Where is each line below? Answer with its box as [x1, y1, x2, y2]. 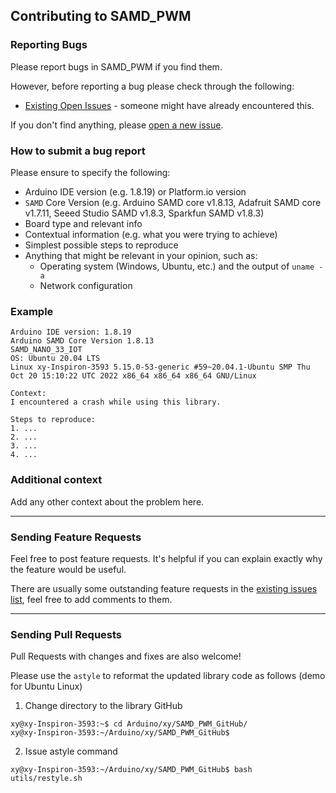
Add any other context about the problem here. [10, 495, 205, 508]
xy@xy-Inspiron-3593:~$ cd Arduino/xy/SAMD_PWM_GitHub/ [10, 719, 248, 729]
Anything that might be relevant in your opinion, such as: [24, 249, 258, 261]
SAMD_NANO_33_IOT [10, 345, 83, 355]
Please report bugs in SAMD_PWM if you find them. [10, 60, 223, 73]
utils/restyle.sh [10, 774, 83, 784]
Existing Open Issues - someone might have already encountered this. [24, 99, 315, 111]
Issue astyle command [24, 745, 118, 758]
